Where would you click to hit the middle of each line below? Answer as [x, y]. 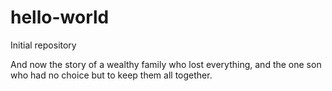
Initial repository [43, 45]
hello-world [60, 17]
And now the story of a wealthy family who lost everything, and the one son [166, 64]
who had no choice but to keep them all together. [111, 75]
